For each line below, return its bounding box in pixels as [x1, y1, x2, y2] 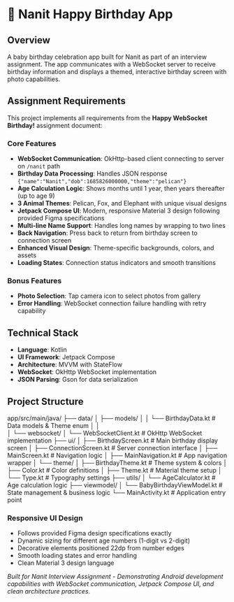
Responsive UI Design [7, 513, 83, 523]
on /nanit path [17, 162, 61, 171]
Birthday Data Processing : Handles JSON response [17, 169, 168, 178]
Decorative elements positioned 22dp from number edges [17, 544, 185, 552]
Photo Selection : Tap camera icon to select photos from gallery [17, 292, 201, 300]
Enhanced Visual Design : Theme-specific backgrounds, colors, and [17, 244, 214, 252]
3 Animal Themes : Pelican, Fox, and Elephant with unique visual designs [17, 199, 227, 208]
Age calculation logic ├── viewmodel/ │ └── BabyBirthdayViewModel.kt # [7, 481, 223, 489]
